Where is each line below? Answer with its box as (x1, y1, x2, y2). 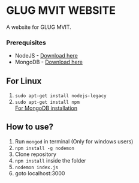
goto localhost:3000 (14, 169, 65, 177)
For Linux (6, 76, 42, 86)
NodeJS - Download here (14, 52, 78, 59)
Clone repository (14, 151, 57, 158)
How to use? (6, 122, 54, 132)
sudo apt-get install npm (14, 100, 80, 106)
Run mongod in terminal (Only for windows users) (14, 137, 134, 145)
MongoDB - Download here (14, 58, 83, 66)
